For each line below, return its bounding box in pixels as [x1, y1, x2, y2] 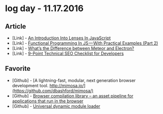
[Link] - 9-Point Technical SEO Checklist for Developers [12, 50, 124, 56]
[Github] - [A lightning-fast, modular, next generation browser [12, 77, 136, 83]
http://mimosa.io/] [49, 82, 86, 88]
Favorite [5, 65, 31, 73]
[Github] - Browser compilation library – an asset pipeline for [12, 93, 134, 98]
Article [5, 22, 26, 31]
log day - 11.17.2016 [5, 3, 84, 14]
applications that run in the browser [12, 98, 84, 104]
